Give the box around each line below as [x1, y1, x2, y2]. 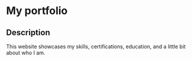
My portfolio [6, 4, 68, 18]
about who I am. [6, 49, 45, 56]
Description [6, 28, 50, 38]
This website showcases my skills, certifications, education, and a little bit [6, 43, 186, 50]
